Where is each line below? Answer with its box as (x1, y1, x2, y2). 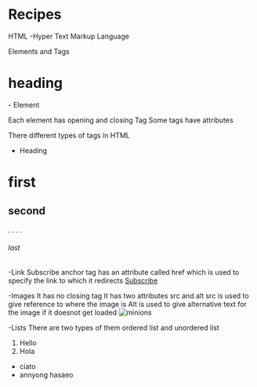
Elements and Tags (8, 46, 70, 56)
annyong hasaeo (19, 371, 74, 380)
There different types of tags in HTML (8, 130, 131, 140)
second (8, 204, 45, 217)
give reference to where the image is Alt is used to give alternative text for (8, 300, 247, 309)
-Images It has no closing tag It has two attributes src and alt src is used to (8, 291, 249, 301)
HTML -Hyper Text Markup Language (8, 31, 129, 41)
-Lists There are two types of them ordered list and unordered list (8, 323, 219, 333)
